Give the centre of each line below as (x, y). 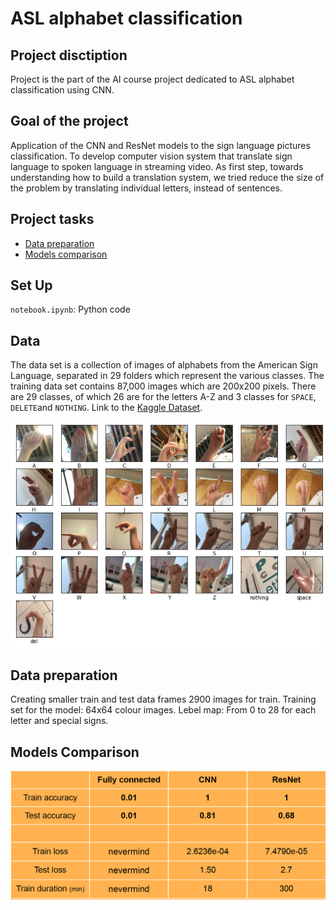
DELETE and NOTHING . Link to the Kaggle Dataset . (106, 408)
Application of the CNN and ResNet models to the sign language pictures (160, 145)
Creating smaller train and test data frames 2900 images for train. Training (163, 699)
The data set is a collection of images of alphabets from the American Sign (164, 365)
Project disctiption (69, 55)
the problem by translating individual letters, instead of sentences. (146, 188)
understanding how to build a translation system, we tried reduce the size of (167, 177)
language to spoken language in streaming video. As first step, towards (157, 166)
